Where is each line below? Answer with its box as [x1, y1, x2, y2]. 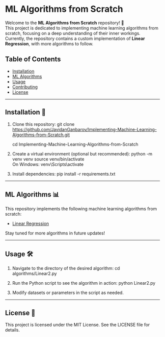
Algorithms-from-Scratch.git [12, 132, 70, 138]
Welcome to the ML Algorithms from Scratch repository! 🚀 [5, 20, 124, 26]
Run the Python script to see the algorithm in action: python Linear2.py [12, 280, 156, 286]
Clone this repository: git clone [12, 121, 75, 127]
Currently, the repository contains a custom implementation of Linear [5, 36, 145, 41]
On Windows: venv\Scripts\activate [12, 161, 84, 167]
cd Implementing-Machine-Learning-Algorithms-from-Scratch [12, 141, 138, 147]
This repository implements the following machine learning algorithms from [5, 206, 157, 212]
